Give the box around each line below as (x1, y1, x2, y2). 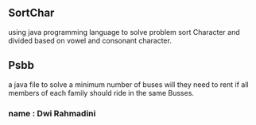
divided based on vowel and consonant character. (8, 36, 173, 45)
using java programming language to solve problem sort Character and (8, 27, 240, 36)
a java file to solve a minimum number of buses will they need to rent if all (8, 79, 249, 89)
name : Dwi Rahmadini (8, 108, 96, 119)
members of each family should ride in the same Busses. (8, 88, 195, 97)
